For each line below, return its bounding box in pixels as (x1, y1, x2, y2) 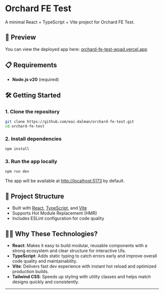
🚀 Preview (5, 33, 36, 42)
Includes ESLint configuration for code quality (12, 215, 104, 221)
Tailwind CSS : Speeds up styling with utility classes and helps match (12, 273, 151, 279)
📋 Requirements (5, 61, 57, 69)
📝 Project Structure (5, 192, 64, 200)
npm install (5, 147, 29, 151)
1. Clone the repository (5, 108, 60, 115)
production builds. (12, 268, 49, 274)
